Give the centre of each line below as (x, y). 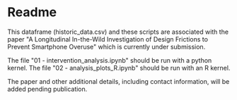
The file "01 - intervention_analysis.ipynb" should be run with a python (110, 60)
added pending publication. (47, 89)
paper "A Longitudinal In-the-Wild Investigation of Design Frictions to (108, 39)
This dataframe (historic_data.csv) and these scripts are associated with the (118, 32)
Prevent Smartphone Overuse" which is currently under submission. (106, 46)
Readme (32, 12)
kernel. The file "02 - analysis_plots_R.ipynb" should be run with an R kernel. (119, 68)
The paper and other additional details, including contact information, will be (118, 81)
